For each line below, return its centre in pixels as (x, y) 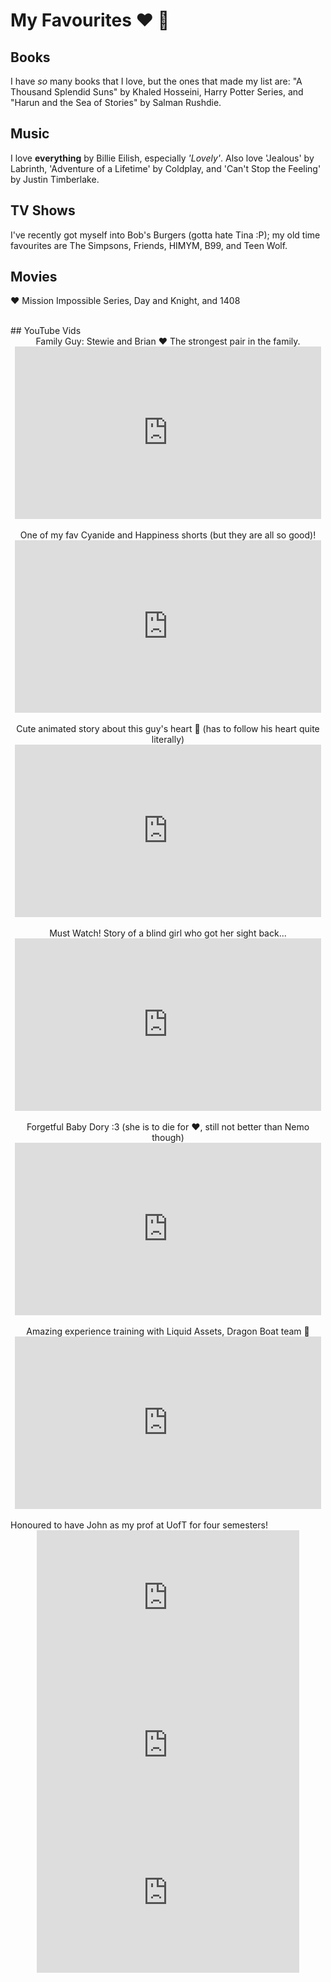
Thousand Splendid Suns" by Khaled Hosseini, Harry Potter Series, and (157, 92)
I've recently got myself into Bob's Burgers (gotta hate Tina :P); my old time (165, 235)
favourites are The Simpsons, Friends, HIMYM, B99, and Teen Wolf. (149, 245)
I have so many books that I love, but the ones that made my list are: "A (156, 81)
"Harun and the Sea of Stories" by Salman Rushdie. (116, 102)
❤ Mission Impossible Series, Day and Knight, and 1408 (125, 301)
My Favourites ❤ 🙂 (90, 20)
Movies (34, 277)
